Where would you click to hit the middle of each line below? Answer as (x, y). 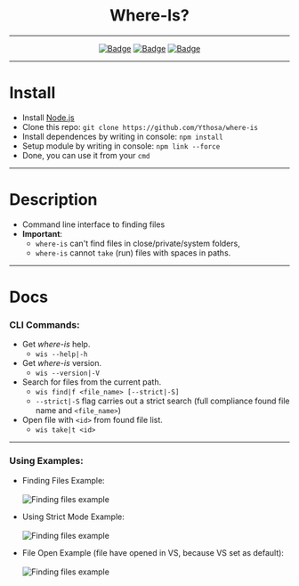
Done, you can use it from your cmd (86, 155)
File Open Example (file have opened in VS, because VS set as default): (153, 552)
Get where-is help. (56, 345)
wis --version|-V (68, 374)
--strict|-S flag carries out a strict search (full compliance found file (162, 401)
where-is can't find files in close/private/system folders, (137, 243)
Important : (42, 233)
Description (53, 200)
